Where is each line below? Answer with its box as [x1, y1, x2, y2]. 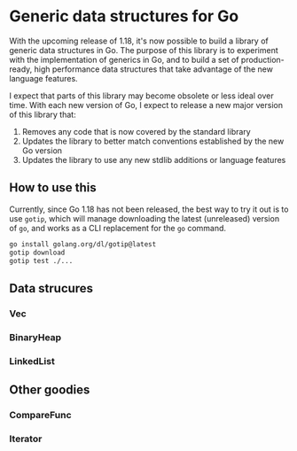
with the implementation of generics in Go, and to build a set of [9, 54, 239, 65]
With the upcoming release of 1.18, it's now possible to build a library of [9, 35, 269, 46]
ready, [9, 64, 33, 74]
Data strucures [9, 281, 94, 296]
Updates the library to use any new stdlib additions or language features [21, 154, 286, 165]
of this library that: [9, 109, 77, 120]
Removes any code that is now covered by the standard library [21, 126, 251, 136]
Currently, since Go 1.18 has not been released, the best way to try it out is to [9, 204, 289, 214]
